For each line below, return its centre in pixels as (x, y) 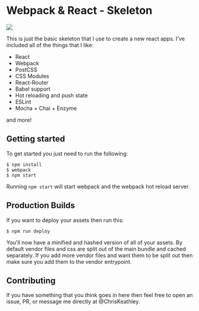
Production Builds (41, 205)
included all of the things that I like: (50, 45)
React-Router (32, 82)
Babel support (33, 89)
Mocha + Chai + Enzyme (46, 108)
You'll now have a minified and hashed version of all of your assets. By (95, 242)
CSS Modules (32, 76)
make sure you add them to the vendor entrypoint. (69, 261)
